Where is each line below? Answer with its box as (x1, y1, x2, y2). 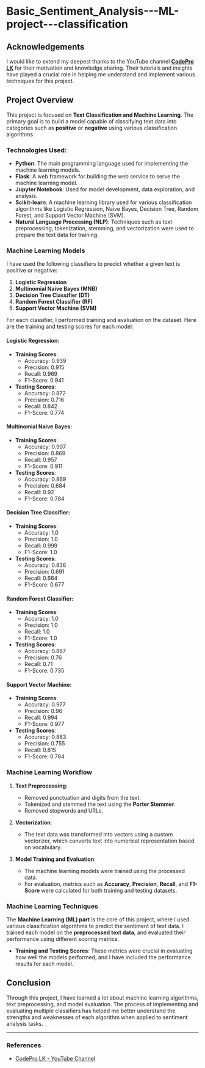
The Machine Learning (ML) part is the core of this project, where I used (6, 916, 190, 923)
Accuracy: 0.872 (24, 389, 66, 397)
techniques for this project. (6, 78, 74, 84)
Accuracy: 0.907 (24, 443, 66, 450)
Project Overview (6, 95, 74, 105)
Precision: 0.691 (24, 568, 65, 576)
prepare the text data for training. (15, 231, 99, 239)
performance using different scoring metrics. (6, 935, 120, 943)
